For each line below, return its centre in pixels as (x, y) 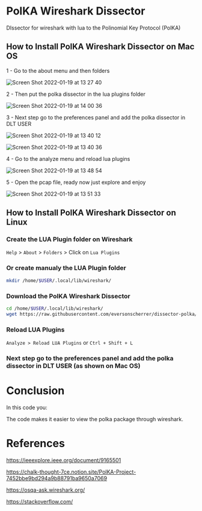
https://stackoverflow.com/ (40, 501)
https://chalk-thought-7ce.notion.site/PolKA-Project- (71, 472)
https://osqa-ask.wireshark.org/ (46, 490)
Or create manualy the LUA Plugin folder (66, 268)
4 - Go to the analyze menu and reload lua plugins (68, 158)
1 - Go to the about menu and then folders (58, 71)
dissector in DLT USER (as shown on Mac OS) (73, 366)
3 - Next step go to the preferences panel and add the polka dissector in (96, 117)
